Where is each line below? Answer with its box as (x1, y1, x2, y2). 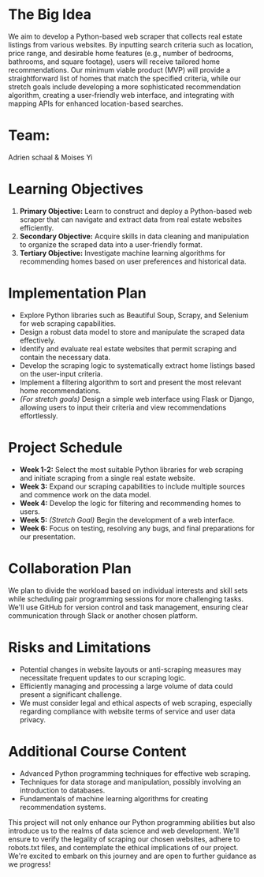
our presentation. (19, 531, 76, 542)
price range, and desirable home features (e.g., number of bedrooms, (8, 48, 234, 58)
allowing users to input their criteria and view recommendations (19, 403, 227, 412)
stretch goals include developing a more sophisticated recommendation (8, 81, 242, 92)
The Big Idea (8, 6, 92, 24)
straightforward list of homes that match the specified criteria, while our (8, 73, 241, 83)
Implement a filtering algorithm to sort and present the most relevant (19, 377, 242, 387)
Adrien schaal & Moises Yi (8, 152, 93, 162)
